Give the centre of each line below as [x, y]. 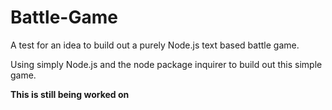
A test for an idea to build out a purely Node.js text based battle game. [155, 45]
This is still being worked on [70, 94]
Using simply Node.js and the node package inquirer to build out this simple [166, 64]
